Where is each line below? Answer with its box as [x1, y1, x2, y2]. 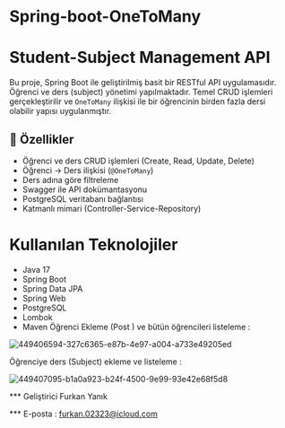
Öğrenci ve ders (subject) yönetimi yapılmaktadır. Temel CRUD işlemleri [9, 87, 273, 98]
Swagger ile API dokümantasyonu [22, 184, 148, 195]
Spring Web [22, 293, 66, 303]
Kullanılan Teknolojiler [9, 235, 178, 255]
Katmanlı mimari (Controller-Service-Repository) [22, 203, 202, 214]
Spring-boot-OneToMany [9, 6, 202, 27]
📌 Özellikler [9, 132, 74, 147]
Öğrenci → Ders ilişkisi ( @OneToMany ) [22, 164, 154, 176]
